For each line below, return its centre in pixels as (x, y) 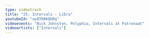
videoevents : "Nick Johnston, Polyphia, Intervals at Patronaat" (75, 23)
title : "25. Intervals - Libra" (39, 14)
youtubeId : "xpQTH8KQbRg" (32, 19)
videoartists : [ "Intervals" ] (36, 28)
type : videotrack (23, 10)
